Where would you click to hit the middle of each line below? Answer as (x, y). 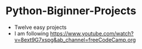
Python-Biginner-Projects (71, 11)
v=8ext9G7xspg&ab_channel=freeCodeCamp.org (75, 40)
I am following (31, 33)
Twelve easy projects (40, 27)
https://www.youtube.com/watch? (92, 33)
